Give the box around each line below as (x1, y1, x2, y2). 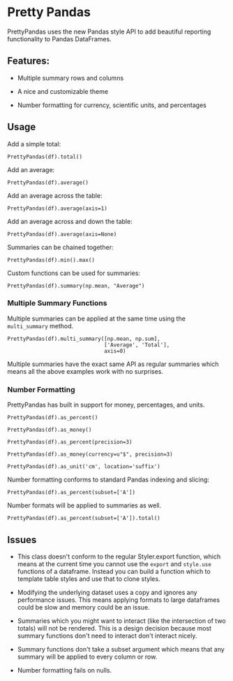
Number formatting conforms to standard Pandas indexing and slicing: (7, 475, 209, 484)
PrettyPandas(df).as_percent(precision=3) (7, 439, 133, 446)
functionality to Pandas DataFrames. (7, 34, 112, 43)
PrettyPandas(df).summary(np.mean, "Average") (7, 282, 145, 289)
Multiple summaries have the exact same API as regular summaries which (7, 360, 219, 368)
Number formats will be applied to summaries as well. (7, 501, 162, 510)
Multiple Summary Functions (7, 298, 107, 308)
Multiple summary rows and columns (17, 73, 124, 82)
